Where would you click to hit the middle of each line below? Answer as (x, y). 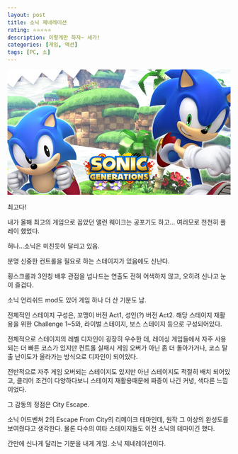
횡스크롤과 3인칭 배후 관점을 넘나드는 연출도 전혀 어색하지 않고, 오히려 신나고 (113, 276)
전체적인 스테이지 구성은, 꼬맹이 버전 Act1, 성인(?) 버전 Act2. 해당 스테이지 (110, 315)
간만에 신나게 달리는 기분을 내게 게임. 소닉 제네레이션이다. (87, 443)
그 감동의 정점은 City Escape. (49, 404)
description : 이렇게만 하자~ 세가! (54, 38)
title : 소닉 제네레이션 (37, 22)
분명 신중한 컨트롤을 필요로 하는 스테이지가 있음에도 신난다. (89, 261)
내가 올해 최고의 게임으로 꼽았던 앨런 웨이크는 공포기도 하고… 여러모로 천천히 (113, 222)
